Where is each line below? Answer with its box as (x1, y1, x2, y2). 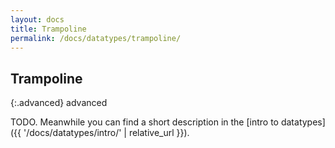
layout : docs (10, 14, 65, 25)
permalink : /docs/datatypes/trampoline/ (10, 33, 182, 43)
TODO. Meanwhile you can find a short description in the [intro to (10, 116, 279, 128)
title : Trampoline (10, 24, 87, 34)
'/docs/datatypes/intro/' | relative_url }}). (23, 127, 190, 139)
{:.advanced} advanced (10, 97, 108, 109)
